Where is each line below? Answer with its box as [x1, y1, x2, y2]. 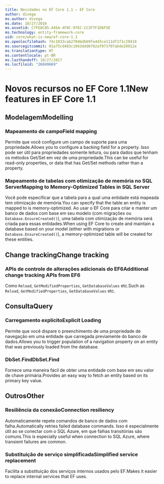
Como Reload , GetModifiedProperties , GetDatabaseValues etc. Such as [5, 283, 145, 288]
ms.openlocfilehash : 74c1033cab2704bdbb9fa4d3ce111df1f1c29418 [5, 39, 137, 44]
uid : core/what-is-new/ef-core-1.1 [5, 35, 78, 40]
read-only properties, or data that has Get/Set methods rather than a [5, 160, 143, 166]
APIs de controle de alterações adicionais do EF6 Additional [5, 265, 148, 272]
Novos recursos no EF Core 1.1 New [5, 83, 148, 94]
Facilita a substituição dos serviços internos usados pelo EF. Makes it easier [5, 468, 158, 474]
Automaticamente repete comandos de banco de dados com [5, 418, 128, 424]
